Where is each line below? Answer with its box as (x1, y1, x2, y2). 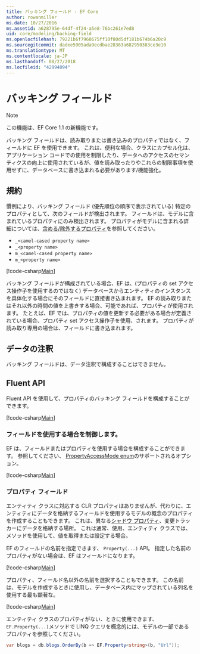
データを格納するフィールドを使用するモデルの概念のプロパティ (36, 510, 193, 517)
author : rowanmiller (6, 14, 58, 20)
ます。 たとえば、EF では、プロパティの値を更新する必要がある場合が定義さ (6, 309, 192, 317)
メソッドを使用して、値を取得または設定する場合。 (6, 532, 131, 540)
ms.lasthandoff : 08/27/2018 (6, 58, 76, 64)
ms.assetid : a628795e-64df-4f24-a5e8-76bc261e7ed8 (6, 25, 135, 32)
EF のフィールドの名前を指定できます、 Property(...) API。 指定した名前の (6, 545, 192, 552)
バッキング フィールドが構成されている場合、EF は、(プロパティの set (6, 280, 177, 287)
